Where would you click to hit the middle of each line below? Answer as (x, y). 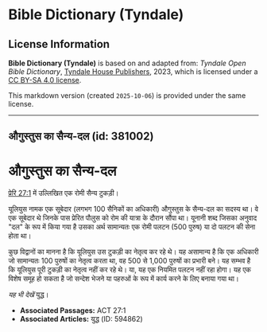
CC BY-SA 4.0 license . (45, 80)
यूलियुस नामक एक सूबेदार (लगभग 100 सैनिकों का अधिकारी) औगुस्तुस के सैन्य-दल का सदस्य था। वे (133, 209)
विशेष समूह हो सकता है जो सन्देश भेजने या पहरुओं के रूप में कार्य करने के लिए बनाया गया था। (124, 279)
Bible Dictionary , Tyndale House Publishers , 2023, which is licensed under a (133, 72)
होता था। (20, 236)
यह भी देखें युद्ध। (29, 295)
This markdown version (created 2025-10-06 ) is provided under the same (127, 96)
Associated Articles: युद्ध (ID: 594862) (81, 319)
